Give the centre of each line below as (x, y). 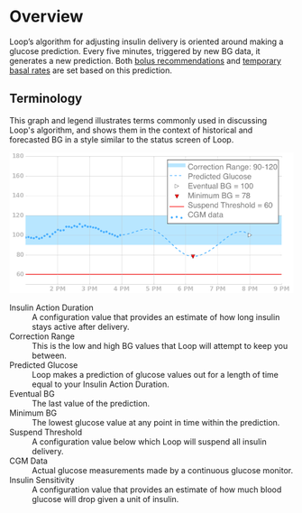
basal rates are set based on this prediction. (91, 70)
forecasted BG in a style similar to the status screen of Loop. (122, 139)
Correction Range (42, 336)
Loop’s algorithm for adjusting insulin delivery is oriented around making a (146, 41)
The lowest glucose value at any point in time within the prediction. (156, 422)
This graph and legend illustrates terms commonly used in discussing (138, 120)
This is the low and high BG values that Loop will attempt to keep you (160, 345)
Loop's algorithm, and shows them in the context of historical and (131, 130)
